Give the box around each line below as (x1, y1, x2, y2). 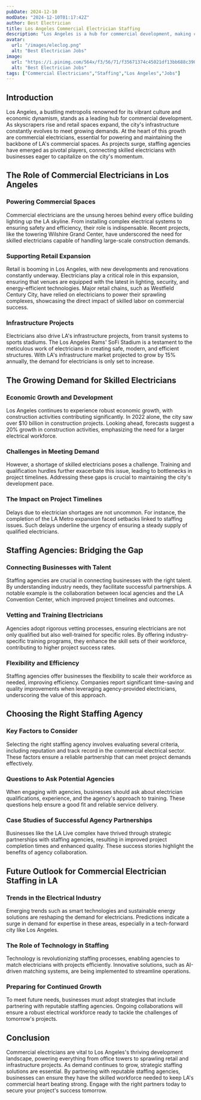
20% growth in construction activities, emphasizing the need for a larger (6, 426, 185, 433)
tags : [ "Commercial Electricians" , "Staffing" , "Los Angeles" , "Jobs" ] (6, 70, 181, 76)
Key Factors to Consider (6, 727, 78, 735)
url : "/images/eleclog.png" (11, 43, 82, 49)
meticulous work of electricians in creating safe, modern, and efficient (6, 345, 179, 352)
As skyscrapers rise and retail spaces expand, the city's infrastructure (6, 121, 179, 128)
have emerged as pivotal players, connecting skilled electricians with (6, 146, 176, 154)
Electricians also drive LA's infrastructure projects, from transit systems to (6, 332, 188, 340)
